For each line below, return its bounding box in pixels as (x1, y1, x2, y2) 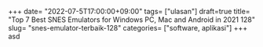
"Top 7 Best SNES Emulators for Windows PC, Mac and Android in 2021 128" (8, 15, 255, 24)
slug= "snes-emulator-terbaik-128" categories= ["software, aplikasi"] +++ (8, 23, 248, 32)
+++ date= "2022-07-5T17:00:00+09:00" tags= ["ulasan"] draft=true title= (8, 7, 250, 16)
